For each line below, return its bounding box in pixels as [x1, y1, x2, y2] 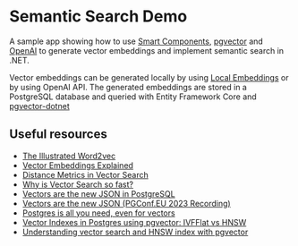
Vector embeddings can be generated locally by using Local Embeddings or [9, 72, 289, 82]
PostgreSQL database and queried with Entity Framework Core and [9, 91, 257, 102]
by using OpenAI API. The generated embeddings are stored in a [9, 81, 248, 92]
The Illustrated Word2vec [21, 150, 116, 161]
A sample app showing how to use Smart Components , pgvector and [9, 36, 264, 47]
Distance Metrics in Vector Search [21, 169, 149, 180]
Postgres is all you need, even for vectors [21, 208, 176, 218]
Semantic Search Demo [9, 6, 188, 27]
